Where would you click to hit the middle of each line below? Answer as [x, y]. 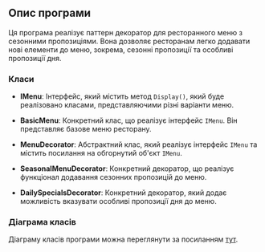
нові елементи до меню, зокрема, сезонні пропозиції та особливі [121, 49]
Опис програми [49, 13]
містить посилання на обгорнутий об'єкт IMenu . [101, 153]
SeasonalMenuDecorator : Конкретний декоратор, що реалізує [127, 169]
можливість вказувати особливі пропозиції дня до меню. [118, 201]
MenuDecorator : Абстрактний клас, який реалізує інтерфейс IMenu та [139, 144]
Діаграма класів [42, 222]
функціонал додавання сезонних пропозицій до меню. [113, 177]
